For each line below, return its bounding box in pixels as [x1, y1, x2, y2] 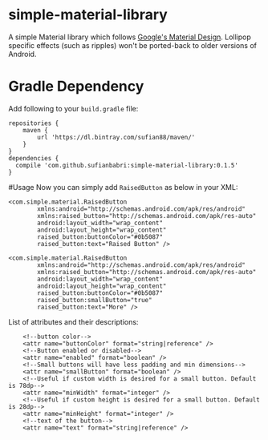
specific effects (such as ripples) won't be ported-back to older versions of [8, 40, 258, 50]
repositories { [8, 119, 59, 127]
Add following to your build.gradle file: [8, 103, 139, 113]
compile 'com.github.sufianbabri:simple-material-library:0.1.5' [15, 161, 239, 169]
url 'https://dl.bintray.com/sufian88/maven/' [37, 133, 196, 141]
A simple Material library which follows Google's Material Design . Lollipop [8, 32, 251, 42]
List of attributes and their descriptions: [8, 317, 139, 326]
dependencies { [8, 154, 59, 162]
